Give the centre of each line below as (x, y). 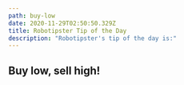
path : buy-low (32, 16)
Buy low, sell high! (54, 70)
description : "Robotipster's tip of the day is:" (93, 38)
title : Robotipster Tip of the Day (68, 30)
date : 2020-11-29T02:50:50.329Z (62, 23)
